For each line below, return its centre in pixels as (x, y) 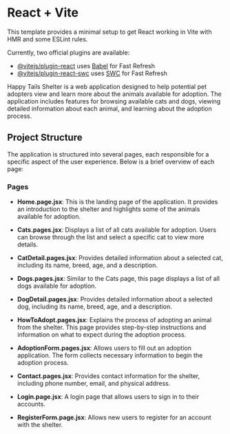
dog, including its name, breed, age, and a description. (94, 307)
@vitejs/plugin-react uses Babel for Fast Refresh (86, 66)
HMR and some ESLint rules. (48, 39)
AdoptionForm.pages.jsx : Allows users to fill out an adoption (104, 348)
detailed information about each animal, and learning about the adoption (109, 108)
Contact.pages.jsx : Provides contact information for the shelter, (108, 376)
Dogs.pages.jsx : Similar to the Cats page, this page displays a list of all (118, 279)
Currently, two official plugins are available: (69, 52)
